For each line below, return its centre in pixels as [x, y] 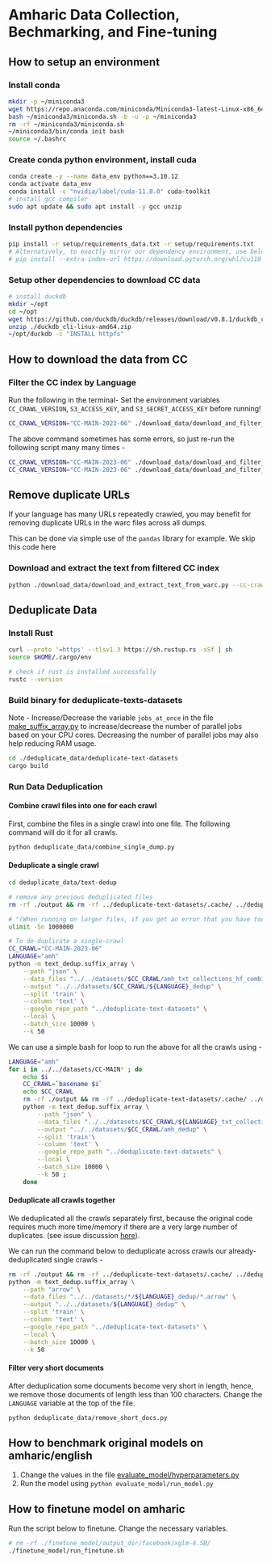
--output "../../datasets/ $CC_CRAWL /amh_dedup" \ [122, 1129]
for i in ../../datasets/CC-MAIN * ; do [75, 1069]
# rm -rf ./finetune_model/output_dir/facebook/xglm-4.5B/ [110, 1544]
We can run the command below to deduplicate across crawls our [118, 1251]
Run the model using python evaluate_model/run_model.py [117, 1484]
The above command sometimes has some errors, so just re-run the [122, 439]
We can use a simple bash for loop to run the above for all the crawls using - [135, 1047]
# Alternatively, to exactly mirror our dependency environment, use [128, 251]
